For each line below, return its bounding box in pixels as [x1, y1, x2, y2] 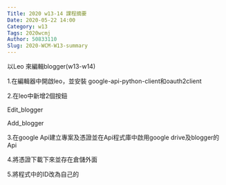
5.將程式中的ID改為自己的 [7, 170, 79, 178]
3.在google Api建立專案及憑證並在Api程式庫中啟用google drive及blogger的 [7, 133, 220, 141]
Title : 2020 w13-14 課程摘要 [7, 10, 87, 17]
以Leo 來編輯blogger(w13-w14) [7, 62, 96, 70]
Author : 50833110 [7, 36, 57, 43]
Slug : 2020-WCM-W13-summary [7, 42, 88, 49]
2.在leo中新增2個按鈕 [7, 91, 68, 100]
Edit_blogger [7, 105, 44, 114]
